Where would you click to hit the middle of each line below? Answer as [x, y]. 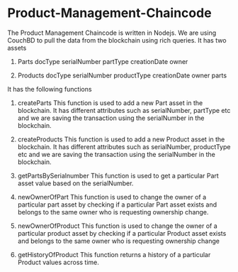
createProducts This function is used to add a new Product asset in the [121, 139]
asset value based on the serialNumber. [75, 183]
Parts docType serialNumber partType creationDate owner [103, 61]
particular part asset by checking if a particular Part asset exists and [117, 205]
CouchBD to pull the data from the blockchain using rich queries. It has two [117, 40]
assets [17, 48]
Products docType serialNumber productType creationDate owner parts [122, 75]
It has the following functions [50, 89]
